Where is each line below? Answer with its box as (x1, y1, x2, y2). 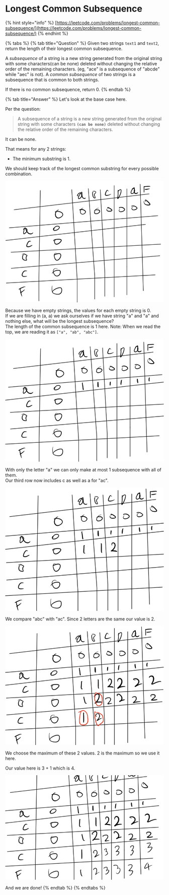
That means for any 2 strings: (5, 146, 66, 152)
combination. (5, 171, 33, 177)
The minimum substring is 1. (12, 156, 71, 162)
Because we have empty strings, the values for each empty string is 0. (5, 307, 151, 313)
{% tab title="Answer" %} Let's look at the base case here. (5, 96, 127, 102)
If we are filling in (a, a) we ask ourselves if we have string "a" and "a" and (5, 313, 159, 319)
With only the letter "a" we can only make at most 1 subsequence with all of (5, 467, 162, 473)
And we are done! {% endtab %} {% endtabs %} (5, 885, 106, 891)
